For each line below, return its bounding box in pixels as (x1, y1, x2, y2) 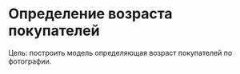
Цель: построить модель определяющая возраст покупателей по (8, 48, 233, 57)
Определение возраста (8, 5, 174, 23)
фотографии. (8, 56, 52, 66)
